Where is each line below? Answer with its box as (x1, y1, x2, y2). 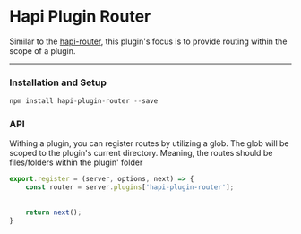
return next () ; (25, 208, 82, 217)
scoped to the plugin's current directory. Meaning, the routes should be (9, 148, 273, 159)
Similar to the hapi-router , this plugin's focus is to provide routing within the (9, 36, 288, 47)
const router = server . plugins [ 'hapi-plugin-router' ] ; (25, 183, 235, 192)
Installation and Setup (9, 76, 107, 89)
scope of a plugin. (9, 45, 76, 56)
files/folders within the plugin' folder (9, 157, 143, 168)
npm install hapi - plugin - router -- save (9, 97, 159, 106)
